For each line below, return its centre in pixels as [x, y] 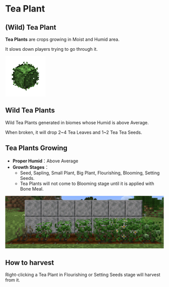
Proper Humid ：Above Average [45, 161]
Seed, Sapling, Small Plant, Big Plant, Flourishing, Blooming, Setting [90, 173]
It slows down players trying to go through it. [52, 49]
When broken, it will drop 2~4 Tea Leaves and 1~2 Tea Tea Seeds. [74, 132]
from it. [13, 280]
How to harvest [30, 263]
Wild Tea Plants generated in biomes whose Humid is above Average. [77, 122]
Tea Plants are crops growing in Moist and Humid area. [62, 39]
